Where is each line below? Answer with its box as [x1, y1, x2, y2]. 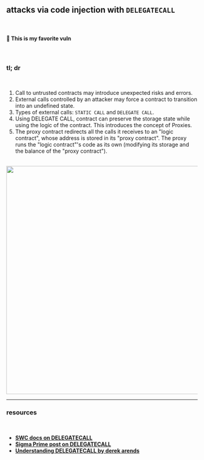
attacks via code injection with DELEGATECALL [6, 5, 175, 15]
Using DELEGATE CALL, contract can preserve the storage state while [15, 115, 190, 122]
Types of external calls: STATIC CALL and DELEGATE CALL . [15, 109, 155, 116]
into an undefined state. [15, 102, 75, 110]
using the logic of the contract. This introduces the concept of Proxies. [15, 122, 192, 129]
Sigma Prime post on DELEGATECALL [15, 441, 111, 448]
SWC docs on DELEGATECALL [15, 434, 93, 441]
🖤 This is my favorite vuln [6, 35, 72, 42]
